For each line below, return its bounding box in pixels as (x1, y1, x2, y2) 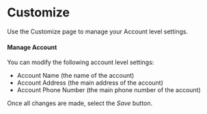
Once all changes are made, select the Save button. (7, 99, 153, 107)
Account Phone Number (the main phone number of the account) (16, 86, 202, 94)
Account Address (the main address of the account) (16, 79, 164, 87)
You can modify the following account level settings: (7, 58, 154, 66)
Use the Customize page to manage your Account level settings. (7, 27, 189, 35)
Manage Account (7, 43, 57, 51)
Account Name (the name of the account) (16, 72, 135, 80)
